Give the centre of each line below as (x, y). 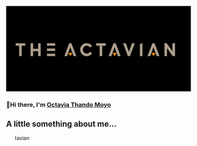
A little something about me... (62, 124)
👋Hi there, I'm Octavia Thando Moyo (59, 105)
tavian (22, 138)
